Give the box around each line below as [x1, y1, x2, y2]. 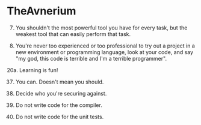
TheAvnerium [7, 4, 76, 18]
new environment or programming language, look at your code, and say [15, 48, 194, 55]
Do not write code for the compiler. [15, 101, 103, 109]
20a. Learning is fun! [7, 66, 58, 73]
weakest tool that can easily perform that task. [15, 30, 131, 37]
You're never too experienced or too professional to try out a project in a [15, 42, 195, 49]
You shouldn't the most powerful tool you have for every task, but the [15, 24, 188, 31]
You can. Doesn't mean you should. [15, 78, 104, 85]
